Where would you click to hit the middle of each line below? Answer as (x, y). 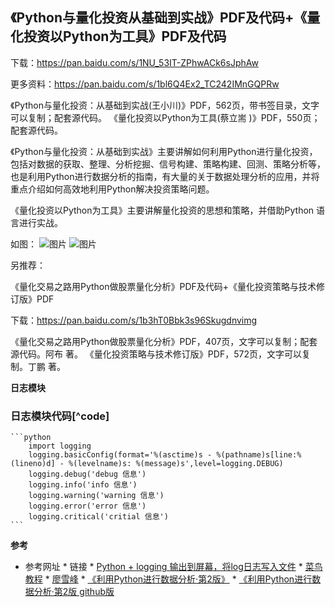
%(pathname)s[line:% (259, 455)
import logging (60, 446)
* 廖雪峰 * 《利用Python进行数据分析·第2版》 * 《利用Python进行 (178, 579)
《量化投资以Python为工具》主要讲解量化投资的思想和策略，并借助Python (162, 210)
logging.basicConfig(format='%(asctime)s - (120, 455)
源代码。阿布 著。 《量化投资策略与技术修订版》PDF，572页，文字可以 (156, 354)
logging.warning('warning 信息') (96, 496)
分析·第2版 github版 (74, 592)
